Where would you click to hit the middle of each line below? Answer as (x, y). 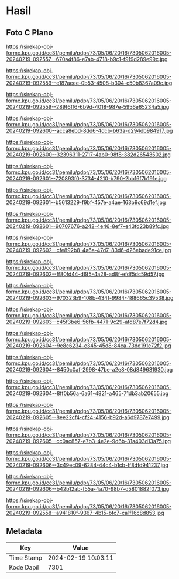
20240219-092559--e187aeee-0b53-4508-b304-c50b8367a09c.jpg (89, 83)
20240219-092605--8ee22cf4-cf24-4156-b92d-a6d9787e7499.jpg (88, 417)
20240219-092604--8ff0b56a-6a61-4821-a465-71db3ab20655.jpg (87, 393)
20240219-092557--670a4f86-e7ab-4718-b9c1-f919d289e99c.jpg (87, 59)
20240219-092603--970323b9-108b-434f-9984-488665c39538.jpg (90, 298)
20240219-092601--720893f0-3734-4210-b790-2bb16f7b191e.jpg (86, 178)
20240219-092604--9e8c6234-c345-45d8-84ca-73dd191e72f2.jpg (89, 346)
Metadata (24, 531)
